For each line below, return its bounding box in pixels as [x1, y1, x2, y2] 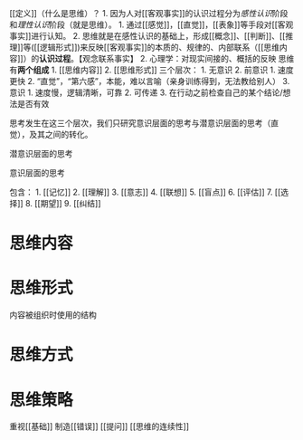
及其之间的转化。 [28, 129, 93, 139]
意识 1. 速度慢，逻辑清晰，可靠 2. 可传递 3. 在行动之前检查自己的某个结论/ [9, 87, 283, 98]
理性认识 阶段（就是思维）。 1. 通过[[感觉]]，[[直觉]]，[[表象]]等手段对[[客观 [17, 19, 294, 30]
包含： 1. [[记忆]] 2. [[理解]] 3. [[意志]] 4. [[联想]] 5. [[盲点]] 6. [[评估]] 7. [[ [9, 187, 281, 197]
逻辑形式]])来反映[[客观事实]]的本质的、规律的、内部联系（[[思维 [39, 42, 280, 53]
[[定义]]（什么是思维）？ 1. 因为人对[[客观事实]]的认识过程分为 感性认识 [9, 8, 273, 18]
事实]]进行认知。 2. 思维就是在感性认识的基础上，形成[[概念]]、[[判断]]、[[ [9, 31, 286, 41]
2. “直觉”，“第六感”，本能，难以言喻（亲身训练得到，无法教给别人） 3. [26, 76, 290, 86]
